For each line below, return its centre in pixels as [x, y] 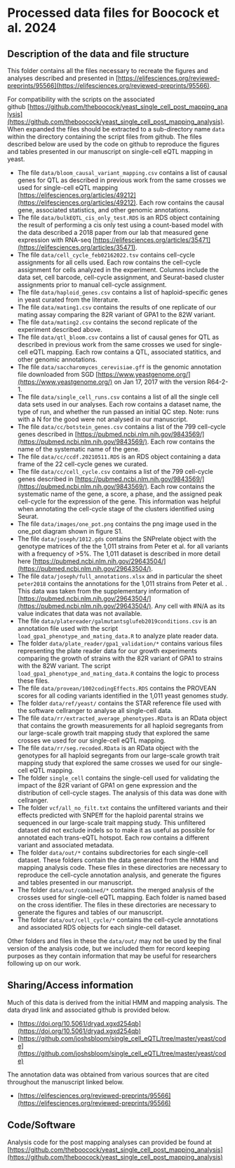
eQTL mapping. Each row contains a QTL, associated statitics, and [125, 352]
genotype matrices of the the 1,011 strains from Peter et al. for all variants [123, 546]
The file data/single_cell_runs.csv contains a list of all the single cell [118, 397]
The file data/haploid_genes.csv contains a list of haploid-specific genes [122, 292]
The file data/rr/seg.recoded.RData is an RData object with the [108, 748]
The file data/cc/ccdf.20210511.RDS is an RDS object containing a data [119, 456]
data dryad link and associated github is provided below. [89, 1010]
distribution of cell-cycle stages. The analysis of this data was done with [122, 793]
